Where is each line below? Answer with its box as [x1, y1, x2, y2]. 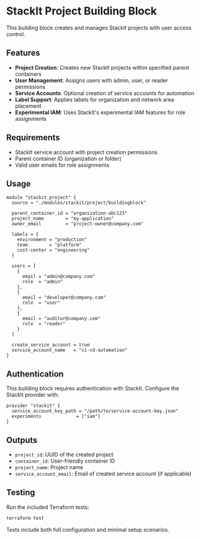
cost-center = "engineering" [17, 247, 90, 253]
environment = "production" [17, 236, 87, 243]
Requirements [6, 132, 60, 143]
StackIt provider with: [6, 391, 59, 398]
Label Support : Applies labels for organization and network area [14, 96, 174, 103]
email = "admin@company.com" [22, 274, 95, 280]
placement [14, 102, 42, 109]
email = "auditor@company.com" [22, 316, 101, 322]
